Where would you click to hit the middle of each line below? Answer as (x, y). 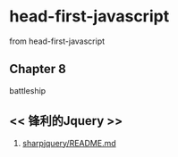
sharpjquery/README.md (69, 143)
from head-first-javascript (57, 41)
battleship (28, 90)
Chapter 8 (38, 69)
